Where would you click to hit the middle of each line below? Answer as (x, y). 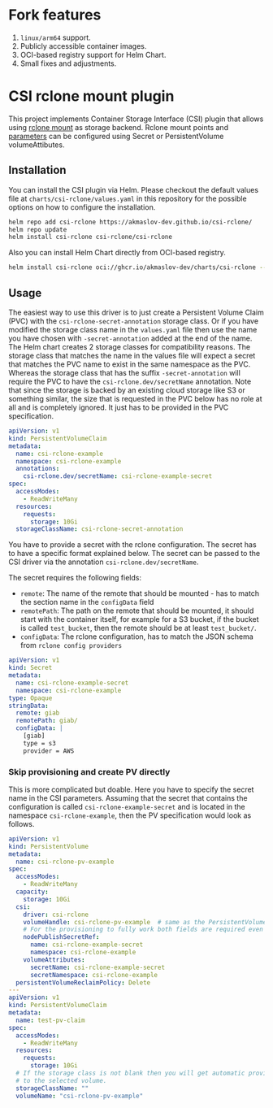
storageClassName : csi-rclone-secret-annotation (100, 529)
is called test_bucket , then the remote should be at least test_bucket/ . (138, 628)
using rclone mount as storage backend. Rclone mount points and (119, 127)
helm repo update (38, 229)
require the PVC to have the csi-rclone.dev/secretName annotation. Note (130, 381)
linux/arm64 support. (55, 37)
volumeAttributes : (54, 960)
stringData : (28, 706)
